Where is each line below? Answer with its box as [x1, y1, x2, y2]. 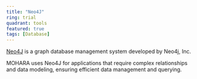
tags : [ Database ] [6, 31, 50, 37]
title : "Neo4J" [6, 8, 45, 15]
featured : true [6, 25, 45, 32]
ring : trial [6, 14, 36, 21]
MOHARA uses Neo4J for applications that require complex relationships [6, 60, 188, 67]
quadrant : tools [6, 20, 47, 26]
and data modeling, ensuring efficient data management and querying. [6, 66, 182, 73]
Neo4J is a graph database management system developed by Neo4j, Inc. [6, 48, 192, 55]
